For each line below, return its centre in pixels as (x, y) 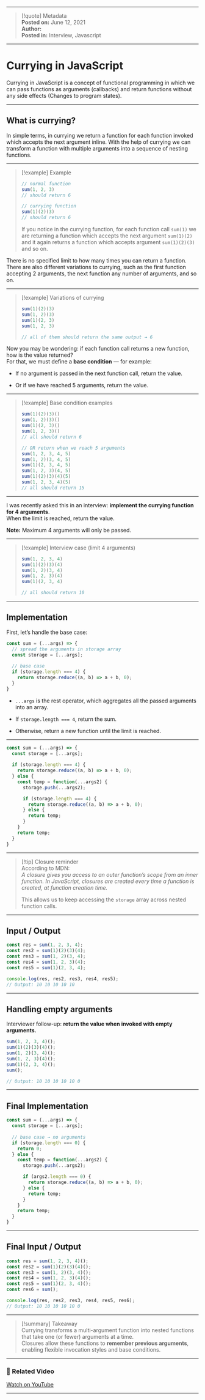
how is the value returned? (40, 355)
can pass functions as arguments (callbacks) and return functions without (99, 89)
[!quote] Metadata (44, 16)
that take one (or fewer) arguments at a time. (77, 1336)
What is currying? (41, 121)
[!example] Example (46, 173)
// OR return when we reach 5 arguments (73, 448)
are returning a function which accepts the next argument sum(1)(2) (107, 236)
